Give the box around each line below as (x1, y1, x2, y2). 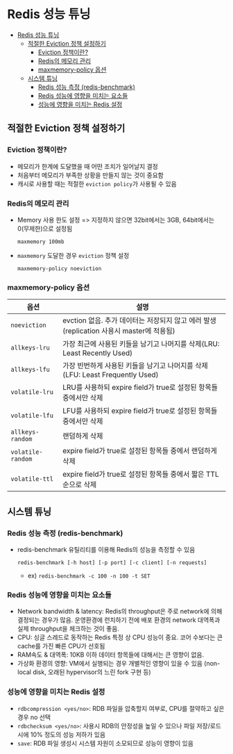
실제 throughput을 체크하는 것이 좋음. (17, 625, 120, 633)
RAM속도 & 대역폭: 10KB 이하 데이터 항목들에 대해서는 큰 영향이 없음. (17, 650, 205, 659)
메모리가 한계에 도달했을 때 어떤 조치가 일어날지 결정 (17, 162, 158, 170)
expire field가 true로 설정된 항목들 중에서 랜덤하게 (62, 446, 217, 456)
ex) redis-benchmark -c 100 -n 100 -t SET (27, 571, 150, 580)
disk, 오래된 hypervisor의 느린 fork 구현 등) (32, 668, 151, 676)
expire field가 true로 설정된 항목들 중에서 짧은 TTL (62, 470, 220, 480)
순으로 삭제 (62, 480, 97, 490)
